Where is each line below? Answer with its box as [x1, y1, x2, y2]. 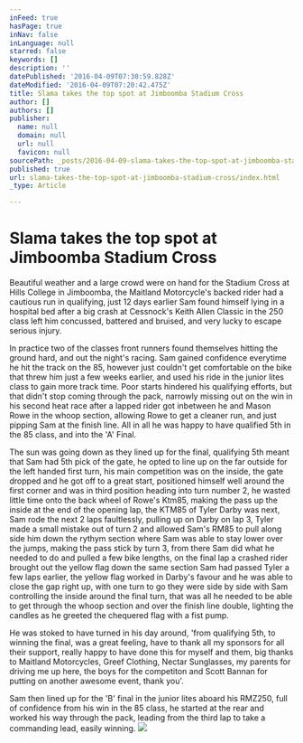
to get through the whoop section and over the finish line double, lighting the [9, 600, 294, 611]
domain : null [17, 131, 67, 140]
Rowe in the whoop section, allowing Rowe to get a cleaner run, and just [9, 410, 277, 421]
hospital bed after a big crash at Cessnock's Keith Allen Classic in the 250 [9, 306, 284, 317]
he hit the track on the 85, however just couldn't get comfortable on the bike [9, 362, 292, 373]
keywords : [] [9, 55, 59, 64]
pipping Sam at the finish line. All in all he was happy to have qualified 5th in [9, 419, 291, 430]
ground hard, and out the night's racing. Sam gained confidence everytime [9, 353, 287, 363]
